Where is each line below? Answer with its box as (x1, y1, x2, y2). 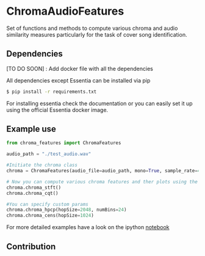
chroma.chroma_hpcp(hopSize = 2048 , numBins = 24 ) (6, 207, 127, 213)
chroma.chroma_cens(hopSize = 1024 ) (6, 213, 95, 219)
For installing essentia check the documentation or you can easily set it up (6, 100, 193, 107)
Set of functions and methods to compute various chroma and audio (6, 24, 178, 32)
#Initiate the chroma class (6, 162, 78, 169)
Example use (6, 124, 57, 134)
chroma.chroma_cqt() (6, 190, 59, 196)
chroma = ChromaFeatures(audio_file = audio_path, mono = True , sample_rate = (6, 168, 198, 174)
